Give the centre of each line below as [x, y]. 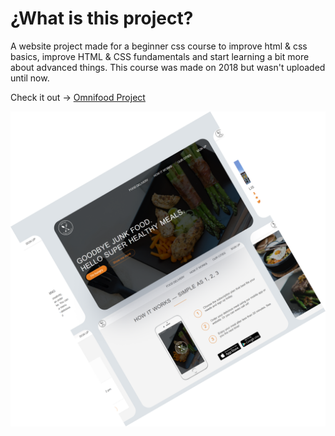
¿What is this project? [102, 18]
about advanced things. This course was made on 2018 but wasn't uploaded [168, 67]
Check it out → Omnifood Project [78, 97]
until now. [30, 78]
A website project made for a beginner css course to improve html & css [159, 46]
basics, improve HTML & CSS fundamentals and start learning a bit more [160, 56]
